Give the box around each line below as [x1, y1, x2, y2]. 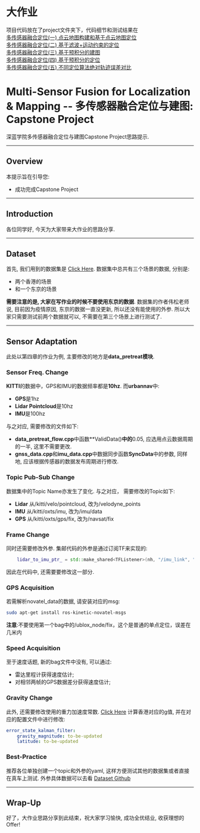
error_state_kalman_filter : [6, 727, 76, 733]
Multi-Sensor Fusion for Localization [6, 85, 190, 99]
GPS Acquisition [6, 583, 55, 592]
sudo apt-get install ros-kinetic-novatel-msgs [6, 610, 127, 616]
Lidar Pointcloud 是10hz [14, 402, 73, 410]
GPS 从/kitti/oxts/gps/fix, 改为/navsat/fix [14, 515, 114, 522]
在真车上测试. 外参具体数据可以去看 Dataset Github [6, 774, 131, 782]
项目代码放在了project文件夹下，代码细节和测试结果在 [6, 26, 139, 33]
